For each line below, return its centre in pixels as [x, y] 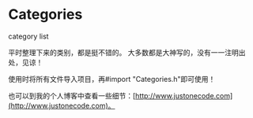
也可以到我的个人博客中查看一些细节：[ [72, 95]
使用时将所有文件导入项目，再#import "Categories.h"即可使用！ [112, 79]
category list [28, 36]
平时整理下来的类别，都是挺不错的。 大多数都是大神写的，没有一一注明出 [127, 52]
